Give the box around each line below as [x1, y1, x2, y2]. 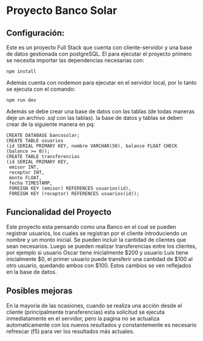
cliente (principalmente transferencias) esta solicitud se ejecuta [6, 308, 165, 316]
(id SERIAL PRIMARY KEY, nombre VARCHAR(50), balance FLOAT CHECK [6, 143, 178, 149]
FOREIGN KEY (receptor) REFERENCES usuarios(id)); [8, 191, 139, 197]
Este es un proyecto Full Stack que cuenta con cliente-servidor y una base [6, 44, 193, 51]
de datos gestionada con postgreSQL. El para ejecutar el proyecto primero [6, 50, 192, 58]
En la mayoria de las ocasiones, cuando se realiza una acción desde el [6, 302, 182, 309]
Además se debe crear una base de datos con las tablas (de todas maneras [6, 108, 195, 115]
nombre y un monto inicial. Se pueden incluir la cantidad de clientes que [6, 236, 187, 243]
